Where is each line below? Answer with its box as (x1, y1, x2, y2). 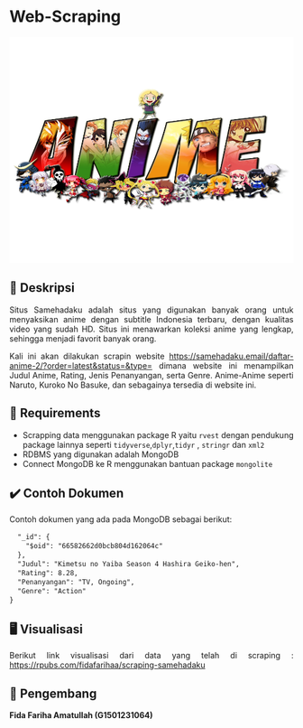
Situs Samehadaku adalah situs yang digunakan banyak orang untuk (9, 304, 294, 315)
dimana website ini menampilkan (159, 359, 294, 371)
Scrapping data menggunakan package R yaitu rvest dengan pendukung (22, 429, 295, 440)
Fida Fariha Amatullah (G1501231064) (9, 710, 153, 720)
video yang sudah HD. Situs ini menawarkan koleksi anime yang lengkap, (9, 323, 294, 334)
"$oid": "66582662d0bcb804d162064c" (25, 542, 164, 551)
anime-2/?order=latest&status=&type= (9, 359, 153, 371)
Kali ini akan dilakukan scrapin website (9, 350, 165, 361)
